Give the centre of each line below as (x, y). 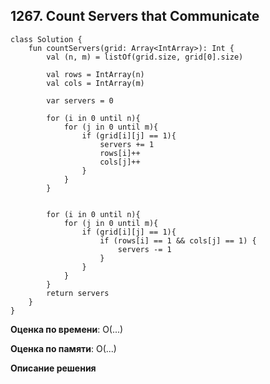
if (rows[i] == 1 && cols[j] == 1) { (178, 240)
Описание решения (53, 368)
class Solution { (46, 39)
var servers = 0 (80, 100)
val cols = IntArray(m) (95, 83)
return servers (78, 293)
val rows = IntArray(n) (95, 74)
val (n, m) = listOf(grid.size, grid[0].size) (145, 57)
